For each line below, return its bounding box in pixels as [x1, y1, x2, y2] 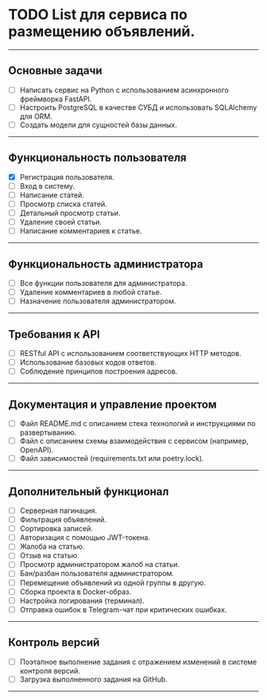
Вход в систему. [19, 181, 75, 190]
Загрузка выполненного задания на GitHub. [19, 675, 168, 684]
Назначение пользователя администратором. [19, 296, 176, 306]
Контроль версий [8, 635, 100, 650]
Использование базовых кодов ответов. [19, 358, 157, 367]
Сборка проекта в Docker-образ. [19, 587, 132, 596]
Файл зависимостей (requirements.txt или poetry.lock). [19, 454, 204, 463]
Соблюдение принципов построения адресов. [19, 366, 178, 376]
